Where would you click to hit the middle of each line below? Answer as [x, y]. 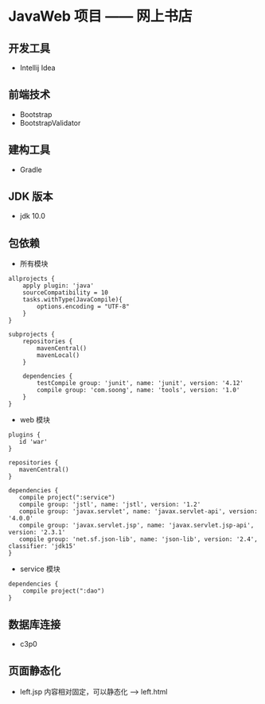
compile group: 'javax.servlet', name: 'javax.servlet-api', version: [138, 511]
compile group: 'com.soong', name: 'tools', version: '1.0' [138, 391]
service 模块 [40, 569]
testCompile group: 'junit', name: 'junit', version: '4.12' [140, 383]
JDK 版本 [31, 197]
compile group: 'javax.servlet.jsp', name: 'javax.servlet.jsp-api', [136, 526]
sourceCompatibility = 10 [66, 293]
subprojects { [32, 335]
